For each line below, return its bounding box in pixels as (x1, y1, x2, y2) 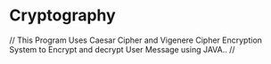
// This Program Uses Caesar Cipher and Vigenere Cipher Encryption (9, 35, 263, 45)
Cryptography (9, 5, 116, 26)
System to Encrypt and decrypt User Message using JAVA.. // (9, 44, 235, 54)
